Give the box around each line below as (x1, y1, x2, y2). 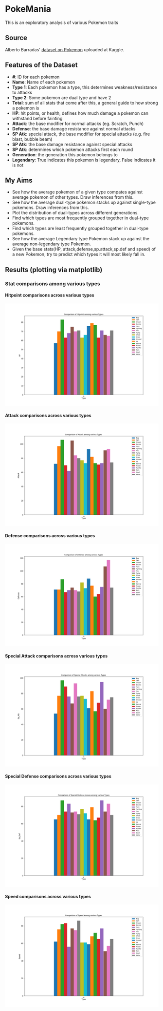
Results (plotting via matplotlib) (5, 265, 103, 274)
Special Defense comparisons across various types (5, 773, 111, 779)
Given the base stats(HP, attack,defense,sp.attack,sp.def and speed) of (12, 246, 156, 252)
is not (12, 162, 23, 168)
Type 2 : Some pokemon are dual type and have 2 (12, 94, 111, 101)
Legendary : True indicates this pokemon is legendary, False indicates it (12, 157, 156, 163)
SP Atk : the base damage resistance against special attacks (12, 141, 132, 147)
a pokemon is (12, 105, 39, 111)
